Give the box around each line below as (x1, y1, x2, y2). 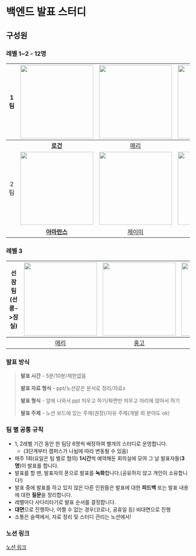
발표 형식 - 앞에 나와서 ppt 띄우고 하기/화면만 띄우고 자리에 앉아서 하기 (20, 397, 180, 404)
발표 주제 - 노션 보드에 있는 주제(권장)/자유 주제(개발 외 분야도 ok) (20, 410, 170, 417)
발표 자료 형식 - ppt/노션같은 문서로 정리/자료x (20, 385, 126, 392)
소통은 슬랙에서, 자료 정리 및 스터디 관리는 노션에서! (14, 513, 131, 520)
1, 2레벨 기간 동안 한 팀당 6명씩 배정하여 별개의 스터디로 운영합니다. (14, 440, 167, 447)
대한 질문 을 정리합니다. (20, 491, 73, 498)
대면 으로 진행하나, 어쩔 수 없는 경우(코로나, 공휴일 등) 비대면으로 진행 (14, 506, 171, 513)
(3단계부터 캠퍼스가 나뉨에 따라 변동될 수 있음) (23, 447, 128, 454)
